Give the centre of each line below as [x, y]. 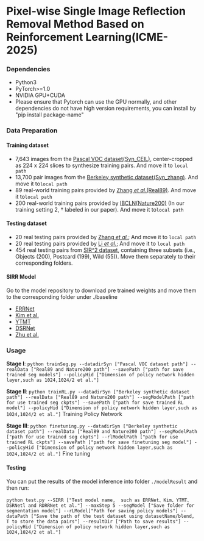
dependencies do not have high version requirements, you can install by [106, 109]
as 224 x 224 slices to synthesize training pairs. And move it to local [101, 165]
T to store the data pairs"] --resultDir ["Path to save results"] [94, 521]
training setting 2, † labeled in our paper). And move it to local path [99, 209]
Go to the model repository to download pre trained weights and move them [101, 290]
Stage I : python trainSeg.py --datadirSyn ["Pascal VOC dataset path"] [97, 364]
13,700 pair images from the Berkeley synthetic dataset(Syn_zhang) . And [107, 177]
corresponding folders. [44, 263]
